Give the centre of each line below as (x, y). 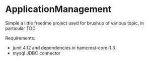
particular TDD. (21, 28)
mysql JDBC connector (36, 53)
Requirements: (20, 38)
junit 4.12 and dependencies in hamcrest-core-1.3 (64, 47)
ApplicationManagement (58, 9)
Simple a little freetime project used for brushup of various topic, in (75, 23)
